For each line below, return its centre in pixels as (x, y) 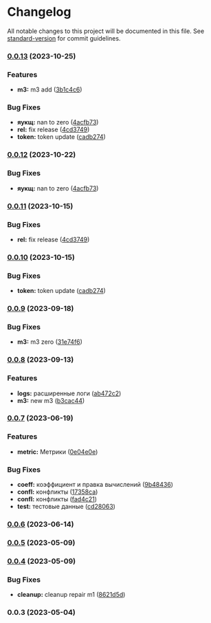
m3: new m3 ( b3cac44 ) (51, 400)
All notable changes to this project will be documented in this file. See (106, 31)
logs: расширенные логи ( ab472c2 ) (69, 393)
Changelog (39, 12)
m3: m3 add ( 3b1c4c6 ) (49, 89)
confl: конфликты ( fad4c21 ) (57, 499)
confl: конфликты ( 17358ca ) (57, 492)
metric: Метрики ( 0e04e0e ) (57, 452)
